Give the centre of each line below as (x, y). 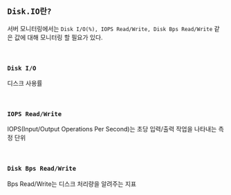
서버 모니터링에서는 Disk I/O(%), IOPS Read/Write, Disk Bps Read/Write (110, 28)
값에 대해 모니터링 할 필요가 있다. (58, 37)
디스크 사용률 (25, 83)
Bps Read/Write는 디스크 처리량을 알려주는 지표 (72, 184)
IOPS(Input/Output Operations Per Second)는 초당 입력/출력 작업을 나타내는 (112, 129)
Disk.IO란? (29, 11)
